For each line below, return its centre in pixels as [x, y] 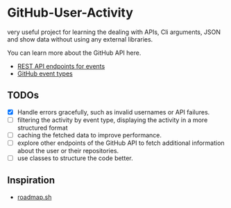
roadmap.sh [34, 197]
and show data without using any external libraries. [80, 39]
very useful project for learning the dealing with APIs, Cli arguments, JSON [114, 32]
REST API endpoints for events [61, 66]
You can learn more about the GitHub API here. [74, 53]
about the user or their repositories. [68, 151]
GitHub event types [45, 73]
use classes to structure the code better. [75, 158]
